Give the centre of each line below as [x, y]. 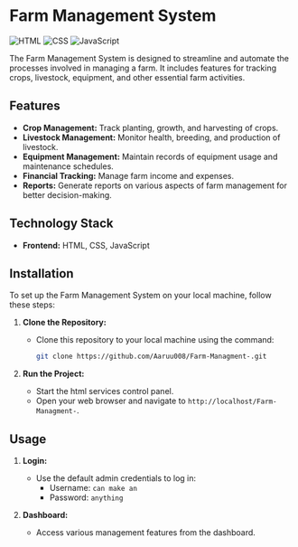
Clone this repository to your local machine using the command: [155, 340]
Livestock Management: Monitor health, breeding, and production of [151, 137]
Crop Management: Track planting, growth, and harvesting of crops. [150, 127]
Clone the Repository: [64, 323]
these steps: [33, 305]
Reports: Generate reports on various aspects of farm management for [154, 185]
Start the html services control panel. [105, 391]
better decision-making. [67, 194]
